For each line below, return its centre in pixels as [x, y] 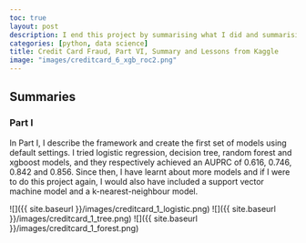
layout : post [34, 26]
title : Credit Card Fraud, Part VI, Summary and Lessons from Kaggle [144, 52]
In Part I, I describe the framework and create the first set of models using [148, 143]
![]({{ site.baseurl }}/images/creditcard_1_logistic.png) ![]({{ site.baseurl [143, 208]
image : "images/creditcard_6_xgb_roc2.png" [93, 60]
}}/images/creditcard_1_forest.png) [74, 228]
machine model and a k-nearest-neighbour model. [104, 191]
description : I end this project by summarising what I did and [134, 35]
